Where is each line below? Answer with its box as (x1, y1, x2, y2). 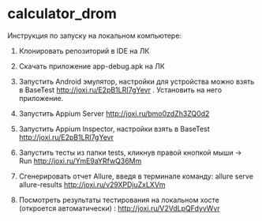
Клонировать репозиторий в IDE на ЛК (18, 46, 150, 55)
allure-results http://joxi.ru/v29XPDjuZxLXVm (18, 179, 167, 189)
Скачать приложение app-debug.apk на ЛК (18, 61, 165, 71)
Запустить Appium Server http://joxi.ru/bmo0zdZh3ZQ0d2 (18, 108, 210, 118)
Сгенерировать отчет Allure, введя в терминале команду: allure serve (18, 171, 254, 181)
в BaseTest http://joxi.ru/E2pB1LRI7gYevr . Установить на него (18, 84, 223, 95)
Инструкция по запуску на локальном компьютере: (7, 31, 182, 40)
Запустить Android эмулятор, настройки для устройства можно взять (18, 77, 255, 86)
